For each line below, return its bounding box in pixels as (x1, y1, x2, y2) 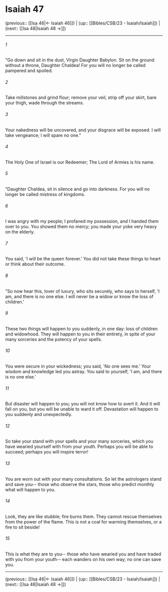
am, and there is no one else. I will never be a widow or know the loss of (5, 293, 154, 299)
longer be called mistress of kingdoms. (5, 191, 85, 197)
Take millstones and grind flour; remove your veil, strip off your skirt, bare (5, 94, 156, 100)
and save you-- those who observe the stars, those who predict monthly (5, 481, 154, 487)
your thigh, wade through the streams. (5, 100, 84, 106)
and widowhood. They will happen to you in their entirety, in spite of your (5, 331, 155, 337)
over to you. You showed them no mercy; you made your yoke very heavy (5, 223, 157, 229)
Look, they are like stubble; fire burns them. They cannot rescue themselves (5, 513, 162, 519)
